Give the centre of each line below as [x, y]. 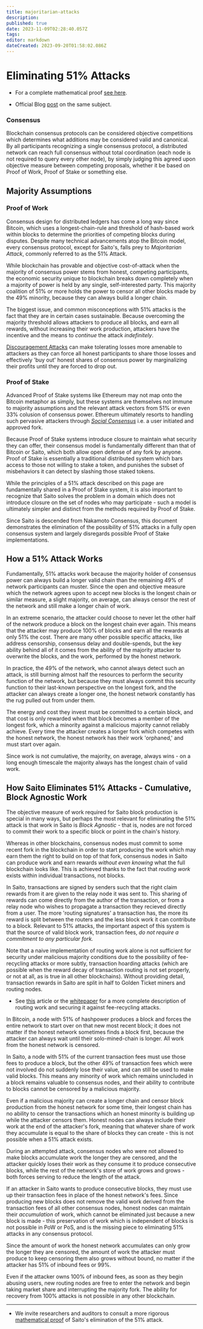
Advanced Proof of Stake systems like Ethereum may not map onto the [94, 395]
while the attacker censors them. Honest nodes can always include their [96, 1120]
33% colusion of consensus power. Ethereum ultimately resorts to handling [100, 415]
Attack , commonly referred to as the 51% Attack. [67, 254]
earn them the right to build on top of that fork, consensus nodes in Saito [97, 856]
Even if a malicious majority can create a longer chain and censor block [95, 1100]
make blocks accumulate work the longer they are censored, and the [92, 1157]
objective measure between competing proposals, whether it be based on [98, 166]
